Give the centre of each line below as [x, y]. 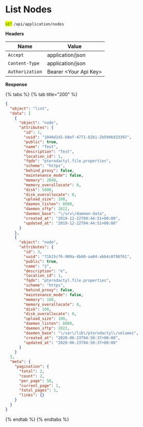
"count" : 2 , [32, 376]
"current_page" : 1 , [39, 386]
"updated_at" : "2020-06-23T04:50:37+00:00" [71, 343]
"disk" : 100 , [38, 309]
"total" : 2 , [32, 371]
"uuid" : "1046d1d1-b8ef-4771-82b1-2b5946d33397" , [78, 137]
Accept [16, 55]
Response [16, 84]
